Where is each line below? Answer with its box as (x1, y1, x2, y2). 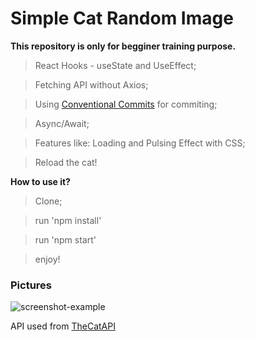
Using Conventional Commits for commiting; (34, 98, 218, 110)
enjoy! (34, 253, 61, 265)
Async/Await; (34, 117, 90, 129)
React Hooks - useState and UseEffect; (34, 59, 197, 71)
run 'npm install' (34, 214, 102, 226)
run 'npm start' (34, 233, 97, 246)
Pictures (10, 278, 53, 292)
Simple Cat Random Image (10, 7, 234, 30)
